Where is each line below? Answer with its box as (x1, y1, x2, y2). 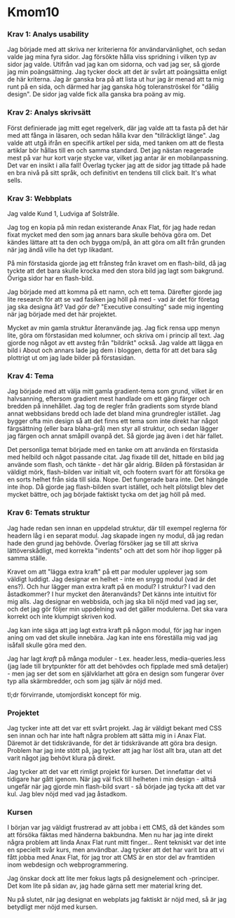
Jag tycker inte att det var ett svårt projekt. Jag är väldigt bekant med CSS (7, 723, 222, 732)
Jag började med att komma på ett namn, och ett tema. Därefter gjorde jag (7, 287, 222, 296)
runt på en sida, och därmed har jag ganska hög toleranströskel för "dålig (7, 82, 219, 91)
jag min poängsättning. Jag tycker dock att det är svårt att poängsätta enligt (7, 67, 227, 76)
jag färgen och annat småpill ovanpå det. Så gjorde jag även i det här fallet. (7, 432, 224, 440)
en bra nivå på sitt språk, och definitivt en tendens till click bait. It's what (7, 168, 216, 176)
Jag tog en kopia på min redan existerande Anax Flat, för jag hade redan (7, 223, 216, 232)
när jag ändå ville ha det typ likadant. (7, 245, 114, 254)
